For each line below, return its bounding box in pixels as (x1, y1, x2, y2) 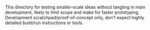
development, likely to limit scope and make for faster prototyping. (5, 9, 140, 15)
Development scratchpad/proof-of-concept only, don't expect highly (5, 15, 144, 20)
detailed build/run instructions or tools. (5, 20, 84, 26)
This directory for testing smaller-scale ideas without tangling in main (5, 4, 146, 10)
